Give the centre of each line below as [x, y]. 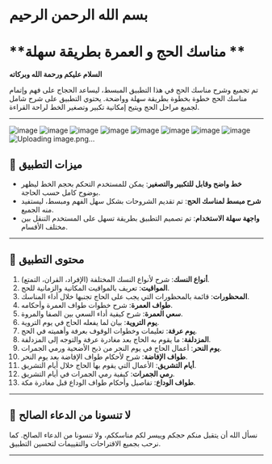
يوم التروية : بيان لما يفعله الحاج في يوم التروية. [90, 322]
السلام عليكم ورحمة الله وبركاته [56, 74]
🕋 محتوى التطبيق [47, 260]
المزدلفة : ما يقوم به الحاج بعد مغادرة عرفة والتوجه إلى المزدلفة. [116, 339]
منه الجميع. [37, 209]
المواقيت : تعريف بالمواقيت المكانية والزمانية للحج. [95, 288]
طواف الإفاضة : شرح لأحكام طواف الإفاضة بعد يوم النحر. [104, 356]
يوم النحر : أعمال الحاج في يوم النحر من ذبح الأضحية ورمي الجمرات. [121, 348]
